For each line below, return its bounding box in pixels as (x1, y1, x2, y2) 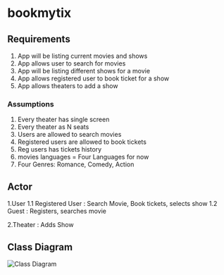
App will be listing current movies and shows (17, 51, 148, 60)
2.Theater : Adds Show (7, 221, 74, 229)
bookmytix (7, 5, 72, 21)
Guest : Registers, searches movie (7, 207, 107, 216)
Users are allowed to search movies (17, 130, 122, 139)
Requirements (7, 33, 70, 45)
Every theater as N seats (17, 123, 89, 131)
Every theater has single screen (17, 115, 110, 124)
